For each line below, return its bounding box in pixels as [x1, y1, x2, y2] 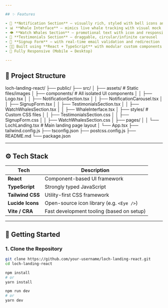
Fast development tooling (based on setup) [44, 208, 146, 215]
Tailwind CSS [7, 191, 40, 198]
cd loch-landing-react [5, 261, 52, 266]
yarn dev [5, 298, 23, 303]
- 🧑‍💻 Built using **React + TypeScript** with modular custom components [5, 44, 162, 49]
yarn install [5, 279, 32, 284]
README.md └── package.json [5, 133, 71, 139]
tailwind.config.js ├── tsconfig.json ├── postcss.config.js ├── [5, 127, 136, 133]
